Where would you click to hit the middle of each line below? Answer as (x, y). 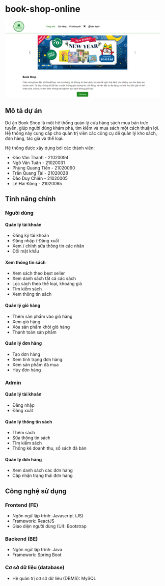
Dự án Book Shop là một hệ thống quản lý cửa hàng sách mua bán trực (77, 123)
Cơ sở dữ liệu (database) (35, 567)
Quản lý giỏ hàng (23, 306)
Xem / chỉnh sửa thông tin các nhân (48, 246)
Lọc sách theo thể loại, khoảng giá (47, 284)
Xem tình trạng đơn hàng (37, 359)
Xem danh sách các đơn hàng (42, 471)
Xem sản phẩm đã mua (35, 364)
